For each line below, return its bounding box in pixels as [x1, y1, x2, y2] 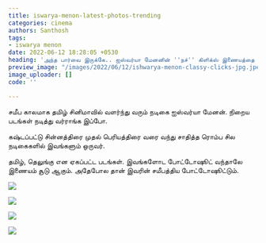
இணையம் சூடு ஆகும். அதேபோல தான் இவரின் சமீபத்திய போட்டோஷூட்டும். [8, 165, 239, 175]
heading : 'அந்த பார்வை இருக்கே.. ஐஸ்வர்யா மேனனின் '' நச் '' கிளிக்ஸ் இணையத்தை [8, 56, 255, 64]
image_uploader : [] [8, 71, 73, 79]
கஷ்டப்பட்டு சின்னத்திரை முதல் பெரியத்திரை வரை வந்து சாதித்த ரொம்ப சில [8, 132, 236, 141]
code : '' [8, 78, 37, 86]
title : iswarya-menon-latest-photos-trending [8, 11, 161, 20]
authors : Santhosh [8, 26, 69, 34]
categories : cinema [8, 19, 73, 27]
